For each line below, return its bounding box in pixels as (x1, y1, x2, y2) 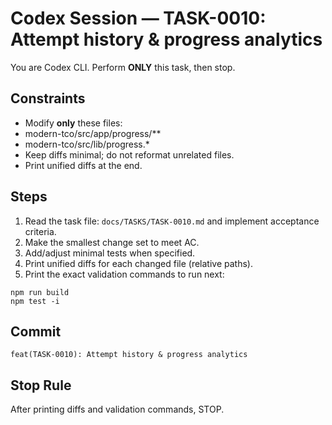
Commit (10, 323, 62, 340)
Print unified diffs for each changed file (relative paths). (24, 257, 253, 269)
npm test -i (10, 296, 60, 306)
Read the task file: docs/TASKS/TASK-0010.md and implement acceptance (24, 215, 320, 227)
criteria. (24, 225, 57, 237)
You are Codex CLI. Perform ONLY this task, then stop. (10, 61, 236, 73)
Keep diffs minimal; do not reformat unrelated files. (24, 148, 235, 161)
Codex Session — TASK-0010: (10, 7, 267, 30)
